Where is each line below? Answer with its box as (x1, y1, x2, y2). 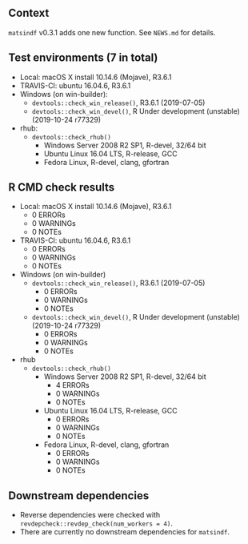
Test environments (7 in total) (8, 51, 158, 65)
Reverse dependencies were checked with (19, 510, 161, 520)
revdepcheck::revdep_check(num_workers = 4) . (19, 518, 174, 528)
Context (8, 6, 50, 20)
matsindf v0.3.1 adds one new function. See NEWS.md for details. (8, 27, 216, 37)
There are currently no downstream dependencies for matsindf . (19, 527, 230, 537)
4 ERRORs (55, 381, 90, 390)
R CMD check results (8, 180, 115, 195)
